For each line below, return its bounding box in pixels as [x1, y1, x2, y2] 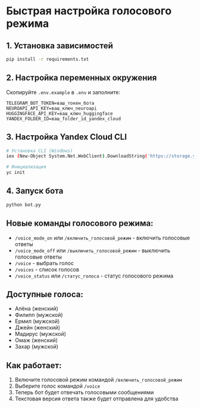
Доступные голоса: [6, 289, 83, 299]
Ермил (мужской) [14, 317, 60, 325]
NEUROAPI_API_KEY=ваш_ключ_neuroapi [6, 105, 97, 111]
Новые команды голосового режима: [6, 219, 154, 229]
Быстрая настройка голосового [6, 4, 172, 18]
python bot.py [6, 201, 42, 208]
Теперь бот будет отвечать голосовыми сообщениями [14, 389, 154, 396]
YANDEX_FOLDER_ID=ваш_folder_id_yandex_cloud [6, 116, 121, 122]
